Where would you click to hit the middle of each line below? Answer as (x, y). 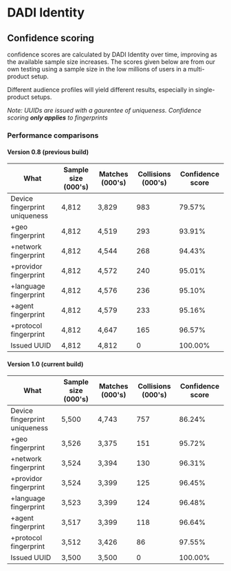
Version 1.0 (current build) (45, 364)
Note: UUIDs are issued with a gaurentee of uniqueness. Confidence (104, 110)
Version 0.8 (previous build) (48, 152)
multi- (196, 69)
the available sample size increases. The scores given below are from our (111, 62)
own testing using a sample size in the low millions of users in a (97, 69)
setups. (41, 97)
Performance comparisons (53, 135)
